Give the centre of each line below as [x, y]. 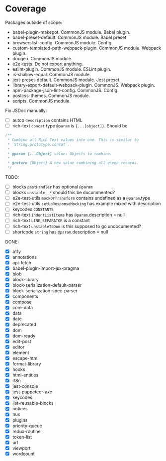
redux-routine [26, 431]
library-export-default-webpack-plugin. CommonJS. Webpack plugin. [84, 85]
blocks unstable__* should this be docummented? [64, 193]
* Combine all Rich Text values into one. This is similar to [73, 140]
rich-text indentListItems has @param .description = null [69, 215]
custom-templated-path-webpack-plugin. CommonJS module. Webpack [87, 48]
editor [18, 347]
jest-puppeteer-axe [32, 392]
